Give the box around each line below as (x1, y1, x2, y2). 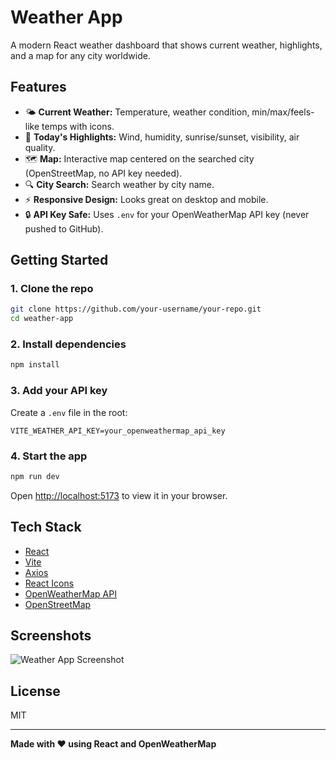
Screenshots (10, 627, 92, 645)
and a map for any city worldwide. (10, 49, 151, 61)
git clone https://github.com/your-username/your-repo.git (10, 304, 262, 315)
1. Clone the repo (10, 282, 94, 296)
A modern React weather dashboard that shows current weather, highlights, (10, 39, 323, 51)
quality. (24, 141, 56, 153)
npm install (10, 360, 60, 370)
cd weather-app (10, 314, 74, 324)
